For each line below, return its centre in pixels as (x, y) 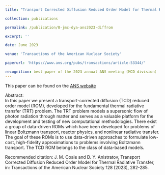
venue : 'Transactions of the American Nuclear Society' (63, 54)
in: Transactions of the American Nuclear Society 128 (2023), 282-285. (77, 167)
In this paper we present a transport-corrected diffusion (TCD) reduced (77, 100)
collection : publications (31, 18)
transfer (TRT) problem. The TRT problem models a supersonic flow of (77, 111)
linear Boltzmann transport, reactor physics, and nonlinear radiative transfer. (82, 132)
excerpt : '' (17, 36)
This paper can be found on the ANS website (51, 86)
